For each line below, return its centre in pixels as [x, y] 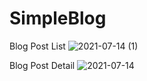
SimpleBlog [58, 18]
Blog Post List [37, 46]
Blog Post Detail [42, 65]
